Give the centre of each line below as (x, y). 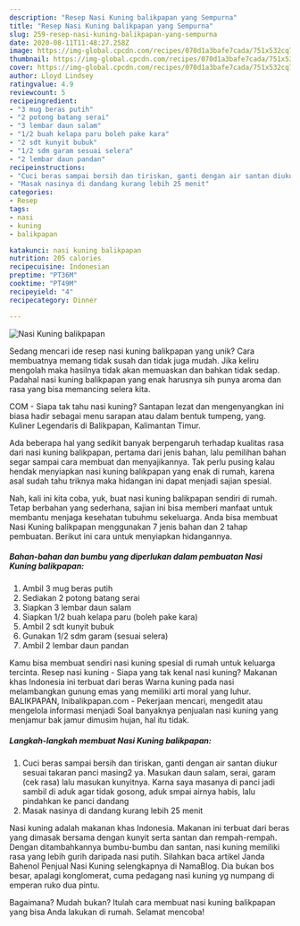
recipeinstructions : (48, 167)
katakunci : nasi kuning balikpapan (75, 250)
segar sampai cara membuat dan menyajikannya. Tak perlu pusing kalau (142, 461)
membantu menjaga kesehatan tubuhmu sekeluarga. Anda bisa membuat (144, 517)
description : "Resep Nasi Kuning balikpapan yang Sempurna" (124, 17)
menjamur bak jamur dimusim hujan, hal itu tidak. (100, 720)
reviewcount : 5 (37, 92)
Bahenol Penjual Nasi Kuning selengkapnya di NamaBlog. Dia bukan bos (142, 866)
